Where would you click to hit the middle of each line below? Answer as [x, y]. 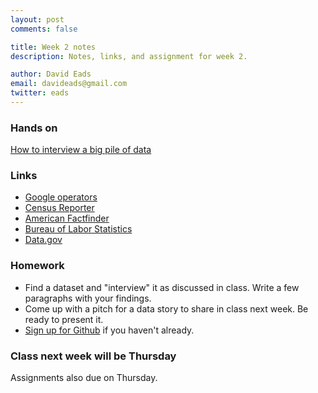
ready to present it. [64, 319]
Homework [37, 266]
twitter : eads [40, 93]
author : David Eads [51, 74]
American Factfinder [67, 218]
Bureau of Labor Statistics [78, 229]
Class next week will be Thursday [93, 356]
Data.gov [43, 240]
